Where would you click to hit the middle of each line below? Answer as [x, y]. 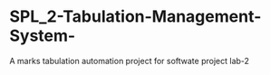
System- [43, 36]
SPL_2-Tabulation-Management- [135, 17]
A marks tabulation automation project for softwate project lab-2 [130, 61]
